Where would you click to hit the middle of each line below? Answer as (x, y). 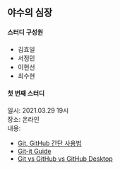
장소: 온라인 (24, 119)
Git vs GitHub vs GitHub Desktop (65, 159)
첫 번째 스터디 (26, 93)
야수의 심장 (30, 13)
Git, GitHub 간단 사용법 (50, 143)
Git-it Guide (34, 151)
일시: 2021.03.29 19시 (38, 110)
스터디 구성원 (25, 32)
